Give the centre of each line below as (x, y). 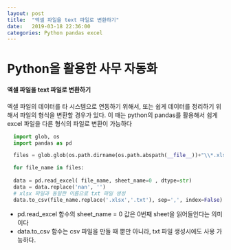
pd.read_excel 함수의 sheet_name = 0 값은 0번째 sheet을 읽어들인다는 (113, 213)
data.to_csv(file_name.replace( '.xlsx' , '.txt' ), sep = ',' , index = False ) (118, 200)
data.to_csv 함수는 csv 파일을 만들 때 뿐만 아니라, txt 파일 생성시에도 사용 (116, 231)
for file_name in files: (49, 168)
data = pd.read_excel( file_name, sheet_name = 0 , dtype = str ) (103, 181)
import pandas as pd (43, 143)
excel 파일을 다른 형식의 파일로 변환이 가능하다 (70, 123)
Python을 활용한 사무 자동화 (82, 69)
